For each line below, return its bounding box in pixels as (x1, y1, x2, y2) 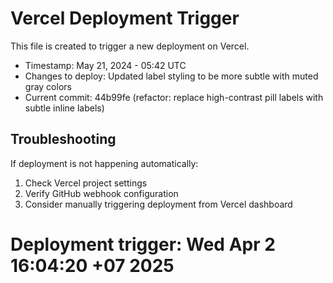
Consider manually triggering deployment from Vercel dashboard (24, 198, 293, 210)
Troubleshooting (10, 131, 117, 148)
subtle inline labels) (24, 102, 105, 114)
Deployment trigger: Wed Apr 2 (10, 233, 276, 256)
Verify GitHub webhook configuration (24, 187, 179, 199)
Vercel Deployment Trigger (10, 7, 240, 30)
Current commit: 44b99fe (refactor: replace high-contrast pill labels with (24, 91, 324, 103)
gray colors (24, 80, 72, 92)
